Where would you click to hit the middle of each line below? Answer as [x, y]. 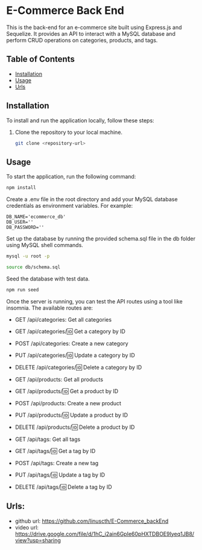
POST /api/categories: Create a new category [71, 343]
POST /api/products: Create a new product [68, 403]
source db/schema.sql [33, 267]
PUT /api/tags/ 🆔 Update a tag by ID [60, 475]
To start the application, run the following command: [71, 177]
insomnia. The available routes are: [50, 308]
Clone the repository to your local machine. [68, 132]
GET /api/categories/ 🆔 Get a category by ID [70, 331]
